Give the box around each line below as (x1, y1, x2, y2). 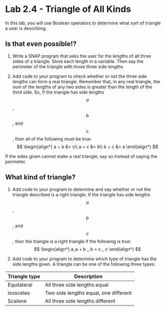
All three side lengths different (44, 298, 116, 305)
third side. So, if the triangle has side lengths (12, 89, 105, 95)
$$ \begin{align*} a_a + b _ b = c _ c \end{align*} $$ (34, 246, 141, 252)
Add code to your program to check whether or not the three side (12, 73, 147, 79)
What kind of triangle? (5, 173, 76, 181)
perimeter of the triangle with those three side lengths (12, 63, 124, 69)
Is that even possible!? (5, 40, 77, 48)
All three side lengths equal (44, 281, 109, 288)
